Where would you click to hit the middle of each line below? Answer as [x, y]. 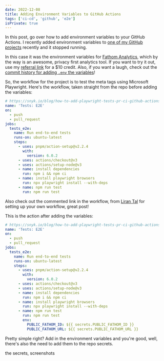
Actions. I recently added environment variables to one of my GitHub [74, 42]
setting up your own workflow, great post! [47, 206]
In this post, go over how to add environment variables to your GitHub [75, 37]
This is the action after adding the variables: [49, 216]
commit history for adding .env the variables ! [50, 72]
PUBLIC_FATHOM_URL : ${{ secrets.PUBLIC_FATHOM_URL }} [82, 329]
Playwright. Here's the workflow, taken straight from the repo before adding [81, 87]
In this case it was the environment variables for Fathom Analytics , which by [82, 57]
